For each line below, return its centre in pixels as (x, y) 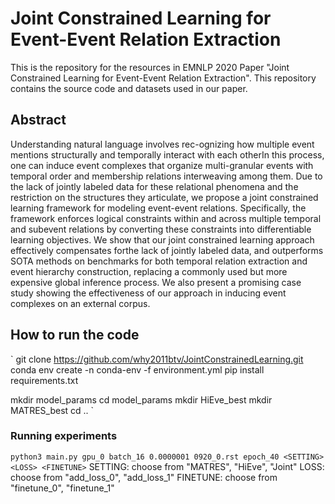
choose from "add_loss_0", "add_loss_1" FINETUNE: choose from (144, 477)
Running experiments (64, 436)
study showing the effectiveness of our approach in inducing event (148, 293)
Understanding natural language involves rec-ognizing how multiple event (162, 144)
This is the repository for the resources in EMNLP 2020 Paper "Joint (150, 67)
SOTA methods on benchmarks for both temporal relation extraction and (159, 261)
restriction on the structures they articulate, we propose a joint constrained (164, 197)
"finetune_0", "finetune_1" (62, 488)
